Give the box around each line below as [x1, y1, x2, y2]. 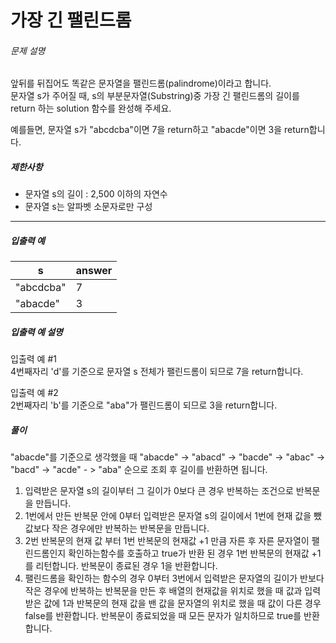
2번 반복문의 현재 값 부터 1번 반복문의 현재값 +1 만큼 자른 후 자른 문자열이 [24, 535, 310, 547]
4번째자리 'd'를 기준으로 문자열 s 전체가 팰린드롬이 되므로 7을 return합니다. [10, 366, 304, 378]
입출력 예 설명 [10, 326, 63, 338]
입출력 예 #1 [10, 353, 57, 365]
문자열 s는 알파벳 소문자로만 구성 [24, 201, 153, 213]
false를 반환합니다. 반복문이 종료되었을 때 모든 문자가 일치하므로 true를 [24, 610, 302, 622]
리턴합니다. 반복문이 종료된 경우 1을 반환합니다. [35, 560, 218, 572]
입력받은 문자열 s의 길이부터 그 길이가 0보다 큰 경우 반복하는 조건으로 [24, 485, 294, 497]
